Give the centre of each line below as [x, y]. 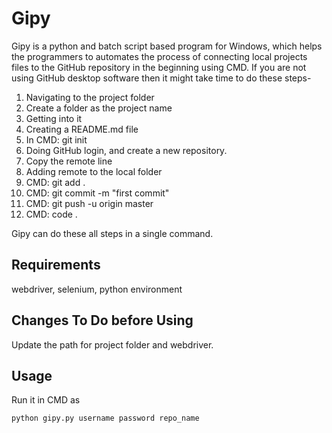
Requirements [56, 265]
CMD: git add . [55, 182]
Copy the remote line [69, 161]
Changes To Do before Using [102, 320]
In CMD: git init [56, 139]
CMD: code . [51, 214]
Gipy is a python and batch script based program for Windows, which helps [167, 46]
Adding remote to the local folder [94, 171]
